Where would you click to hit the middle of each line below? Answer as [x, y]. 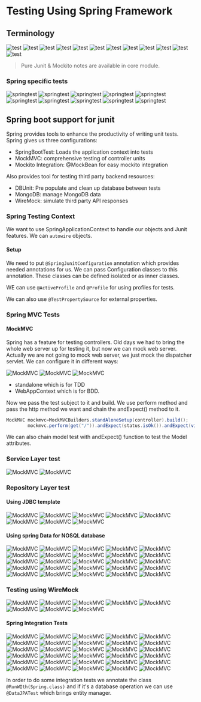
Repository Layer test [38, 488]
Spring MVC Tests [33, 315]
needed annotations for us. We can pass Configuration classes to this [92, 269]
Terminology [31, 33]
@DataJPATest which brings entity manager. [59, 692]
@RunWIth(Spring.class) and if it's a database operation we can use [90, 686]
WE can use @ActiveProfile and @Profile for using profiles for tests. [91, 287]
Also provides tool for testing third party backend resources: [80, 177]
